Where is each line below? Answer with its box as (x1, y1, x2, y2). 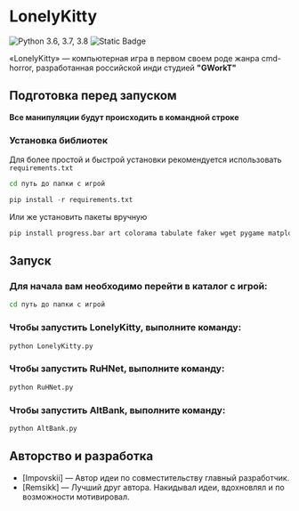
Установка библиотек (9, 134, 109, 146)
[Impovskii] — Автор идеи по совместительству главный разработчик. (21, 472, 290, 483)
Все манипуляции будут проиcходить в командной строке (9, 111, 239, 122)
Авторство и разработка (9, 449, 154, 464)
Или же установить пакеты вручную (9, 211, 148, 222)
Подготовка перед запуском (9, 88, 177, 103)
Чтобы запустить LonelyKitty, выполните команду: (9, 321, 242, 334)
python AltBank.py (9, 424, 77, 433)
